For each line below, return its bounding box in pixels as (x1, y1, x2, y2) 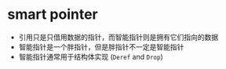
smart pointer (7, 5, 99, 24)
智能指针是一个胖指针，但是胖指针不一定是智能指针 (18, 42, 184, 52)
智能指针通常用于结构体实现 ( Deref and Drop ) (18, 52, 163, 61)
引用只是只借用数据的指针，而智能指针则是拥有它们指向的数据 (18, 32, 219, 42)
